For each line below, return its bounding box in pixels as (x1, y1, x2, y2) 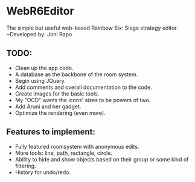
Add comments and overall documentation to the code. (14, 83, 152, 91)
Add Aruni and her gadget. (14, 103, 82, 110)
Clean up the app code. (14, 64, 74, 71)
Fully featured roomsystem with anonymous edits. (14, 143, 139, 150)
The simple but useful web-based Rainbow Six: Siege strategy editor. (6, 24, 178, 31)
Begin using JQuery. (14, 77, 66, 84)
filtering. (14, 162, 36, 169)
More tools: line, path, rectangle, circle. (14, 149, 113, 157)
